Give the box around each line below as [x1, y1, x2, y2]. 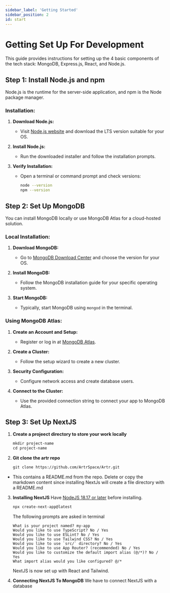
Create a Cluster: [12, 348, 50, 355]
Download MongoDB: [12, 245, 59, 251]
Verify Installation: [12, 163, 53, 169]
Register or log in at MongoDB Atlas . [20, 338, 96, 345]
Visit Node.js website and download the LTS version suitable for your [20, 128, 164, 134]
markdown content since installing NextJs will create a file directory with [12, 479, 165, 485]
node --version [20, 183, 52, 188]
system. [20, 285, 37, 291]
